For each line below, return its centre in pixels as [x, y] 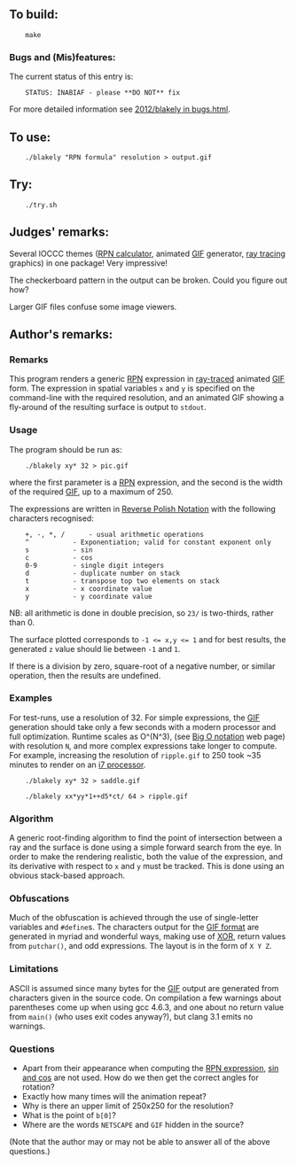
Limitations [34, 969]
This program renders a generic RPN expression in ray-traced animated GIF [147, 379]
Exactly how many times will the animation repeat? [114, 1097]
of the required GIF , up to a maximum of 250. [91, 492]
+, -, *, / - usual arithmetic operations [114, 534]
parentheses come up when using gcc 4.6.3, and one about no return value [147, 1007]
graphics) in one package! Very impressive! [89, 263]
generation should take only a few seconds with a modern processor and [143, 726]
